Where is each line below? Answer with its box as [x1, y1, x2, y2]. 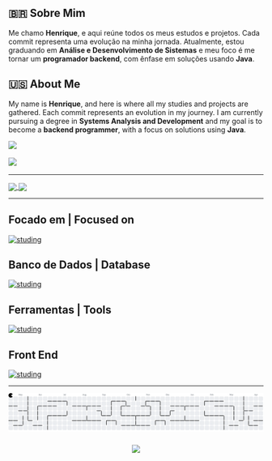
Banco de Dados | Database [8, 258, 151, 271]
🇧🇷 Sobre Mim [8, 6, 86, 20]
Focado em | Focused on [8, 213, 135, 227]
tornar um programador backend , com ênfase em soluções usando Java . [8, 53, 255, 63]
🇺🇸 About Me [8, 77, 81, 92]
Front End [8, 348, 58, 361]
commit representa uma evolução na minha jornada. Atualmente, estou [8, 36, 244, 46]
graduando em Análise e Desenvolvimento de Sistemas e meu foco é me [8, 45, 255, 55]
